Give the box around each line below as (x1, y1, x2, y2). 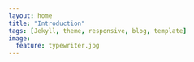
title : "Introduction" (8, 19, 85, 27)
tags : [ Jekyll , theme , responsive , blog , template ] (8, 27, 187, 35)
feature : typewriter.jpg (15, 42, 100, 50)
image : (8, 34, 31, 43)
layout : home (8, 11, 53, 20)
